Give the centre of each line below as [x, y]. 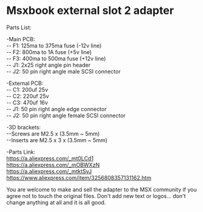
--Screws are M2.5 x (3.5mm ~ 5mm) [53, 134]
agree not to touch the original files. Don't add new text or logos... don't [96, 196]
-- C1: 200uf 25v [27, 89]
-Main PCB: [21, 39]
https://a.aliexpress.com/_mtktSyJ [49, 171]
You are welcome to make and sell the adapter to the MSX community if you [101, 190]
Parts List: [19, 27]
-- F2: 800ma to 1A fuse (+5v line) [49, 52]
